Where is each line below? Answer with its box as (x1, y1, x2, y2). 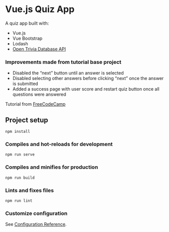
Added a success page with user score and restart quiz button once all (12, 86, 160, 92)
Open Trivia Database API (12, 46, 66, 52)
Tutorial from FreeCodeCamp (5, 101, 66, 107)
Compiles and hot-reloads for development (5, 140, 113, 147)
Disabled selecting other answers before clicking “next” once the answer (12, 75, 164, 82)
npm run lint (5, 198, 33, 203)
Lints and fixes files (5, 187, 54, 194)
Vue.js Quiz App (5, 4, 74, 15)
